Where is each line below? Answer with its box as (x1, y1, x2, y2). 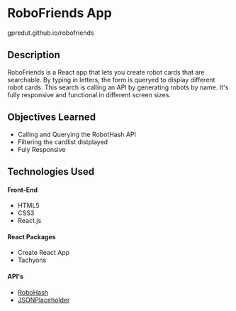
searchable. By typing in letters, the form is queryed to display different (7, 75, 215, 84)
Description (7, 49, 60, 61)
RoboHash (17, 288, 48, 296)
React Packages (7, 232, 56, 241)
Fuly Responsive (17, 145, 66, 153)
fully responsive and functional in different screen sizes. (7, 90, 172, 99)
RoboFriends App (7, 5, 112, 21)
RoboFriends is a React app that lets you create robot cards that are (7, 67, 205, 76)
